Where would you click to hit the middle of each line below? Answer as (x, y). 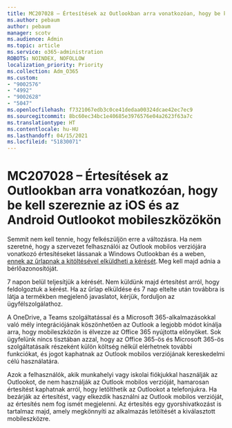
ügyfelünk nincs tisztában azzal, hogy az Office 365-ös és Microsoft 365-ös (116, 340)
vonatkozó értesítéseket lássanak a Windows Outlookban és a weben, (106, 254)
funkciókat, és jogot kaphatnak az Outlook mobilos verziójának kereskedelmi (116, 354)
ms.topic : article (33, 46)
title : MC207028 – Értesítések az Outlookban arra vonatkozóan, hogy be (114, 13)
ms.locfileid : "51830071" (44, 142)
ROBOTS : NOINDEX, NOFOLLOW (46, 59)
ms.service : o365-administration (55, 52)
